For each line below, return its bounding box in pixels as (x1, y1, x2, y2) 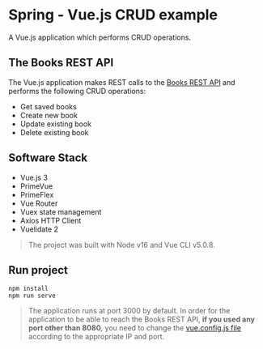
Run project (8, 263, 69, 277)
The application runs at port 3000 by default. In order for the (28, 306, 231, 316)
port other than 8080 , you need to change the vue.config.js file (28, 323, 241, 333)
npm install (8, 285, 49, 293)
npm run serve (8, 292, 57, 300)
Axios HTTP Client (19, 215, 82, 225)
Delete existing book (19, 127, 89, 137)
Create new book (19, 110, 78, 120)
